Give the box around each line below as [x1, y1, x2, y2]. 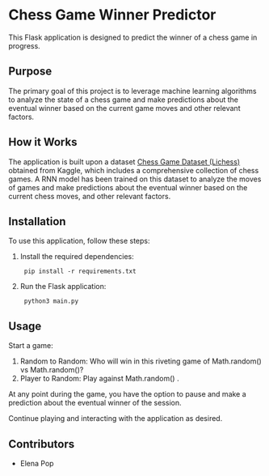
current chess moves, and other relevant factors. [8, 191, 171, 201]
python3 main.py [23, 297, 79, 305]
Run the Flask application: [19, 282, 107, 291]
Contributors [8, 437, 75, 451]
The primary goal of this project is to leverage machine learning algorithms [8, 86, 257, 96]
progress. [8, 40, 40, 50]
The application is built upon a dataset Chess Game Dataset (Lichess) [8, 156, 241, 167]
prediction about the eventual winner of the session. [8, 398, 182, 408]
